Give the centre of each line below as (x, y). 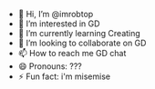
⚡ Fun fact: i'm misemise (64, 76)
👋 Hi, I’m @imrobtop (56, 14)
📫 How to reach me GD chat (72, 53)
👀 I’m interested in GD (59, 24)
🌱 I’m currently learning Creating (79, 33)
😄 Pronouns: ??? (50, 66)
